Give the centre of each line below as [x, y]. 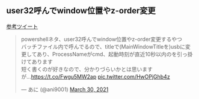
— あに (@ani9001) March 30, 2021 [65, 89]
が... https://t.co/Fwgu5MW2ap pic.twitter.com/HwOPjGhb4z [95, 76]
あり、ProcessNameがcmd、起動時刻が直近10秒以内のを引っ [112, 54]
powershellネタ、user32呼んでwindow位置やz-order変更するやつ [101, 39]
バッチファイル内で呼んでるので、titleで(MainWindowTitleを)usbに [103, 46]
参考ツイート [22, 26]
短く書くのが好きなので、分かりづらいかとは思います [87, 69]
